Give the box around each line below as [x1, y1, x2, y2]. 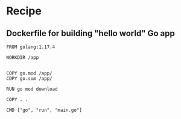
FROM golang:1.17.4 [6, 44, 56, 50]
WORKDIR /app [6, 55, 39, 61]
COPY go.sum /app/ [6, 76, 52, 82]
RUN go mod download [6, 86, 59, 92]
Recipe [6, 4, 42, 18]
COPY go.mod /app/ [6, 70, 52, 76]
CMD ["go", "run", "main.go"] [6, 107, 83, 113]
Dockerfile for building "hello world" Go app [6, 28, 175, 38]
